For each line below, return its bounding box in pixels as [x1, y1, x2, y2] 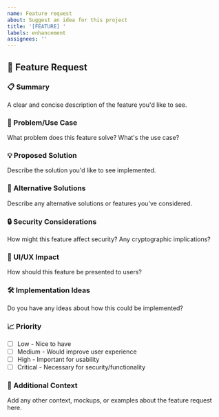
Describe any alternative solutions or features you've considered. [7, 199, 193, 207]
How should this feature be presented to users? [7, 268, 143, 276]
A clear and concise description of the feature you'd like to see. [7, 101, 187, 109]
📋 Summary [7, 82, 50, 92]
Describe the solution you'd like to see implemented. [7, 166, 156, 174]
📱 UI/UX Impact [7, 252, 60, 262]
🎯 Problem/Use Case [7, 118, 78, 128]
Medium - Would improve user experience [17, 347, 137, 356]
